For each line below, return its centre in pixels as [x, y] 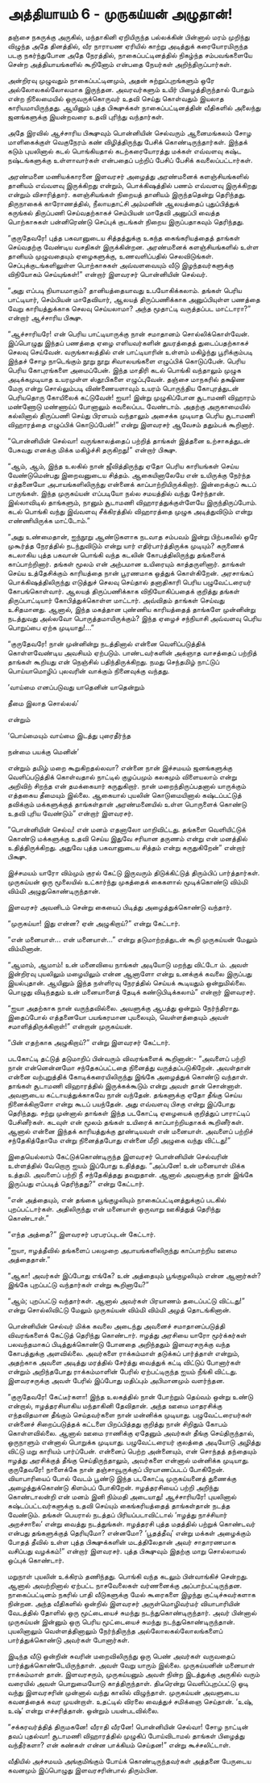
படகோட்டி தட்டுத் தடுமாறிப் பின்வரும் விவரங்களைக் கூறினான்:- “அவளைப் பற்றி [127, 1058]
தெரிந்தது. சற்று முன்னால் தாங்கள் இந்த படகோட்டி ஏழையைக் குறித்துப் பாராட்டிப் [129, 1113]
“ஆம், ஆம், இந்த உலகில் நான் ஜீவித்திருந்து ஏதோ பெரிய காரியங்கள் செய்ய [123, 466]
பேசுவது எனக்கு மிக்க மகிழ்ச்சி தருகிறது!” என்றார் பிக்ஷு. [93, 450]
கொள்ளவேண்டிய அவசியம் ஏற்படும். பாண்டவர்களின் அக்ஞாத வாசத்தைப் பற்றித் [132, 652]
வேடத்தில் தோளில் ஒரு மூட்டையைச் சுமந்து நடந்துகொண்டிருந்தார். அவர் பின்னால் [132, 1613]
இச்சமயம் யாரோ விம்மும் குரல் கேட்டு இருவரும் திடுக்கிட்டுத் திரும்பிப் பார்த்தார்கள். [134, 872]
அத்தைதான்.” [29, 1259]
